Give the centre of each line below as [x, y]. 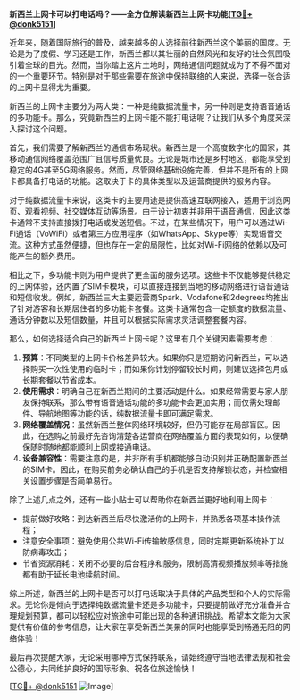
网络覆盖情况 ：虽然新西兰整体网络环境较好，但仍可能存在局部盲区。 [147, 425]
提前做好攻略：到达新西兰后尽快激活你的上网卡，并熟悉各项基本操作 [147, 519]
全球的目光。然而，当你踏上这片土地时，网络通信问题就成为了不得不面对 [158, 65]
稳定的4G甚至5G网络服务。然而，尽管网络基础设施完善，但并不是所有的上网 [149, 170]
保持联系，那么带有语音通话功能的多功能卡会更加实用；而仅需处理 [151, 402]
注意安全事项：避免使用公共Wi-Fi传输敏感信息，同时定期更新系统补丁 [150, 541]
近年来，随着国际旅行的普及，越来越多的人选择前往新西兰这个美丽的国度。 [146, 42]
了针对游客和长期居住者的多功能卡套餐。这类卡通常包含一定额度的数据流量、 [150, 308]
